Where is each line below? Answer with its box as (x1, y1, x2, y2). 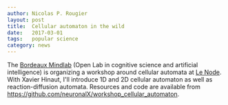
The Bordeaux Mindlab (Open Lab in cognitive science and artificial (7, 61, 198, 69)
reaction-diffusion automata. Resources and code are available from (7, 83, 201, 91)
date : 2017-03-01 (7, 29, 63, 36)
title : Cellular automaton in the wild (7, 23, 125, 30)
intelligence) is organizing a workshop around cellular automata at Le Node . (7, 68, 222, 76)
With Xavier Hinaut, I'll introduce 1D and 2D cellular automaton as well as (7, 75, 213, 83)
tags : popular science (7, 36, 79, 43)
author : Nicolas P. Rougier (7, 10, 88, 17)
